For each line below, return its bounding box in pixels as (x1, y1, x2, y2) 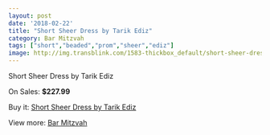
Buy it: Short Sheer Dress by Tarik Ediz (8, 102, 137, 112)
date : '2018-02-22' (8, 19, 74, 27)
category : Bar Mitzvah (8, 34, 84, 43)
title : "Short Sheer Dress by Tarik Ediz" (8, 27, 153, 35)
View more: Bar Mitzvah (8, 118, 88, 127)
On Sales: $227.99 (8, 87, 71, 96)
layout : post (8, 11, 52, 20)
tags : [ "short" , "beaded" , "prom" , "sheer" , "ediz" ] (8, 42, 174, 50)
